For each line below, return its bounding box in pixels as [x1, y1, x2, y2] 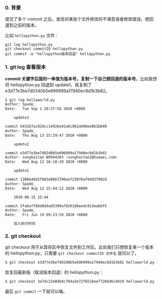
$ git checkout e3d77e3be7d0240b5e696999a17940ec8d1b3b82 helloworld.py [5, 260, 155, 265]
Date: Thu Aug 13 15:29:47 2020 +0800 [5, 133, 88, 138]
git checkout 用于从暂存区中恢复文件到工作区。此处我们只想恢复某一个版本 [5, 244, 154, 250]
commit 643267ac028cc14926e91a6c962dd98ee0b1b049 [5, 124, 107, 129]
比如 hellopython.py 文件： [5, 32, 59, 38]
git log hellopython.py [5, 42, 53, 47]
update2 [14, 142, 29, 146]
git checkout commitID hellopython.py [5, 47, 83, 51]
